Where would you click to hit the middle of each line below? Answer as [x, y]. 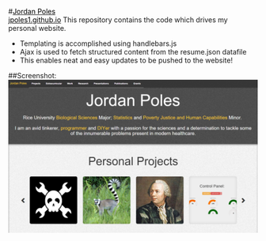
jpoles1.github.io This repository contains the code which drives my [118, 20]
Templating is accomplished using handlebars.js [98, 43]
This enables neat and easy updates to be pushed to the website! [126, 60]
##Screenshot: [32, 75]
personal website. [37, 28]
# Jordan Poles [32, 11]
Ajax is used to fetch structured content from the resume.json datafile [133, 52]
